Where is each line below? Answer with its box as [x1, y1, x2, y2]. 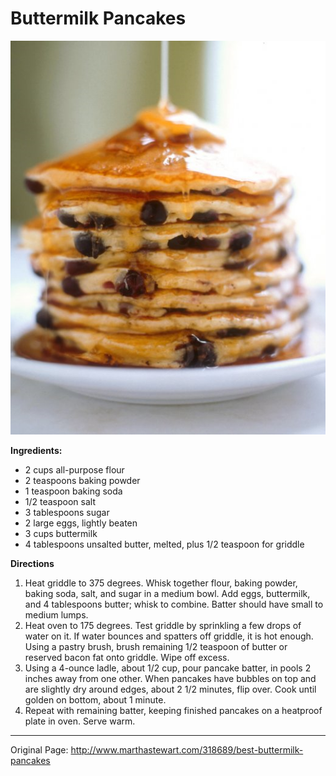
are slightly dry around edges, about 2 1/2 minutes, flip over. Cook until [24, 683, 317, 695]
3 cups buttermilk [24, 527, 98, 539]
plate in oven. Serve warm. [24, 715, 136, 727]
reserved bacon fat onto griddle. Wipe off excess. [24, 651, 230, 663]
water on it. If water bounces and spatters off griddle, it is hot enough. [24, 630, 314, 642]
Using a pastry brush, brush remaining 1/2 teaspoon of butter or [24, 640, 288, 652]
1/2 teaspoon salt [24, 495, 97, 507]
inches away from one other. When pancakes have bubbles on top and [24, 672, 317, 684]
